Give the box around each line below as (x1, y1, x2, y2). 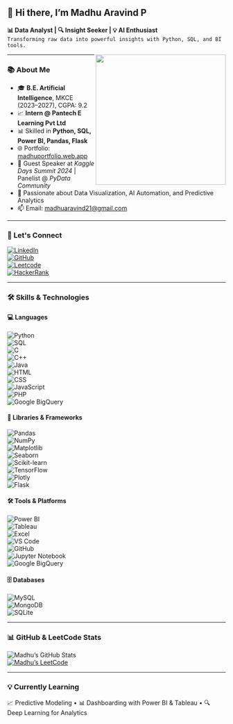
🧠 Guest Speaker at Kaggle (17, 159, 95, 167)
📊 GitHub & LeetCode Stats (7, 633, 102, 643)
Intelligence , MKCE (17, 94, 74, 102)
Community (17, 181, 51, 190)
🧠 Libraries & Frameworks (7, 413, 83, 422)
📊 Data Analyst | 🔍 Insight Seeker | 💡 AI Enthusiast (7, 26, 158, 34)
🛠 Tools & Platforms (7, 497, 67, 505)
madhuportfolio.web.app (17, 152, 88, 161)
